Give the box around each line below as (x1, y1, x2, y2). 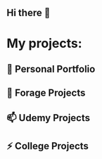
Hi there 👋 (6, 7, 51, 19)
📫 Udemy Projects (6, 112, 91, 124)
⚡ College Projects (6, 140, 89, 152)
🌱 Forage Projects (6, 87, 86, 99)
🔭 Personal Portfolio (6, 63, 96, 75)
